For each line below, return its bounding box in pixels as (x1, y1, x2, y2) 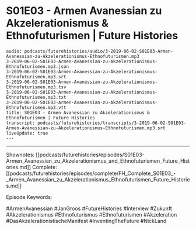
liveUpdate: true (6, 130, 48, 136)
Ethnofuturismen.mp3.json (6, 63, 69, 70)
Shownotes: (6, 151, 35, 158)
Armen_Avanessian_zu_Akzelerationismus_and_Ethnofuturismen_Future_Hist (6, 157, 190, 164)
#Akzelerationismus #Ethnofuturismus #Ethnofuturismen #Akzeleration (6, 211, 177, 218)
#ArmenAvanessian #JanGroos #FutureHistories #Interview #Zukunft (6, 205, 172, 212)
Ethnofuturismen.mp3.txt (6, 94, 66, 100)
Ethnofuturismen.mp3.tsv (6, 84, 66, 90)
